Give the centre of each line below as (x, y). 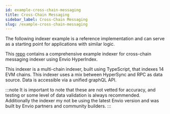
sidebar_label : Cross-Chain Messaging (46, 19)
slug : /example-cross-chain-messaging (46, 24)
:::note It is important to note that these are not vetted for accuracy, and (80, 90)
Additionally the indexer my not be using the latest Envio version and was (82, 101)
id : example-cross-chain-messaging (43, 10)
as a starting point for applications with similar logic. (60, 44)
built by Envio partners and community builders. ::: (58, 106)
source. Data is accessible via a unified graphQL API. (61, 80)
